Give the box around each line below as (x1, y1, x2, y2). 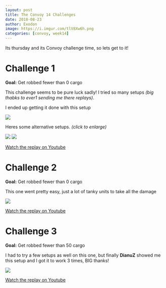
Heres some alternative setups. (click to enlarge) (5, 124, 107, 130)
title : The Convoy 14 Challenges (5, 12, 76, 17)
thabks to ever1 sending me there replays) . (5, 94, 95, 100)
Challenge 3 (5, 226, 57, 237)
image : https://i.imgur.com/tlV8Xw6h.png (5, 26, 94, 31)
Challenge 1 (5, 63, 55, 74)
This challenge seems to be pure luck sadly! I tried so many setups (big (5, 89, 154, 95)
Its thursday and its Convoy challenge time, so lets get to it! (5, 45, 129, 51)
